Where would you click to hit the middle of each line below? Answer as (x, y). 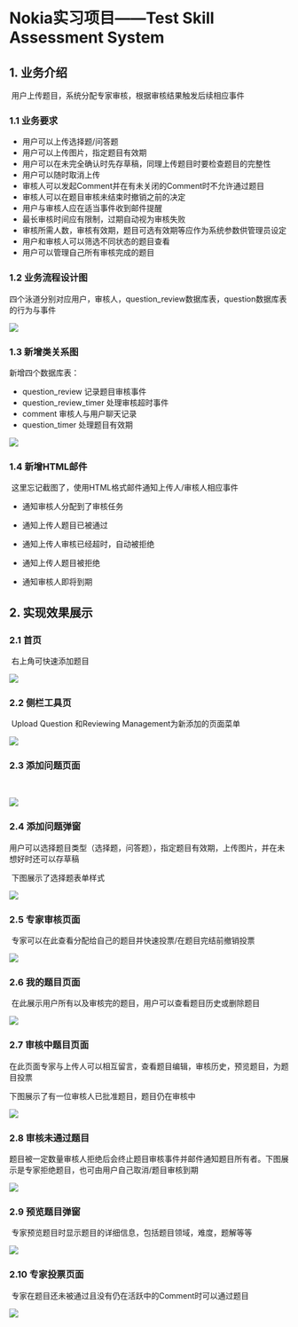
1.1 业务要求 (34, 121)
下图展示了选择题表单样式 (58, 877)
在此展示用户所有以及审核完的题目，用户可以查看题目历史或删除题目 (135, 1003)
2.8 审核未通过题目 (50, 1138)
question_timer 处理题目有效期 (77, 424)
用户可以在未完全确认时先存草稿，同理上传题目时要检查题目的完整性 (146, 164)
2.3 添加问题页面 (45, 766)
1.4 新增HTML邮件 (48, 467)
